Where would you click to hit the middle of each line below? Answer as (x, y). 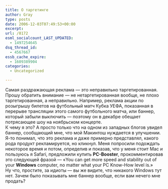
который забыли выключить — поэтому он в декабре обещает (73, 116)
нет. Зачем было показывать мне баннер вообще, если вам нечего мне (83, 176)
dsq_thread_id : (21, 48)
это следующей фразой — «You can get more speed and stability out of (81, 159)
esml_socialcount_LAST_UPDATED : (39, 38)
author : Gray (19, 15)
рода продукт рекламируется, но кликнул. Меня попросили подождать (83, 144)
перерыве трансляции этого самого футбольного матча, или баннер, (80, 111)
